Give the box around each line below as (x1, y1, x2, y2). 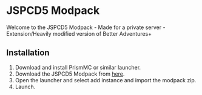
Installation (6, 48, 50, 58)
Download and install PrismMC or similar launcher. (15, 64, 141, 71)
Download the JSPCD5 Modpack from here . (15, 70, 125, 77)
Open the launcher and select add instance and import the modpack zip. (15, 76, 197, 84)
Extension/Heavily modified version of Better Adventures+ (6, 30, 152, 37)
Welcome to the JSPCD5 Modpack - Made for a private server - (6, 24, 166, 31)
